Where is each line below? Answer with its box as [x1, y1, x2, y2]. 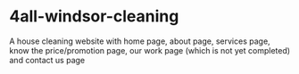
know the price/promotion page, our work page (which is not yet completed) [9, 45, 291, 55]
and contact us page [9, 54, 86, 65]
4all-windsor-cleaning [9, 6, 179, 27]
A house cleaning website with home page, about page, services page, [9, 36, 270, 46]
